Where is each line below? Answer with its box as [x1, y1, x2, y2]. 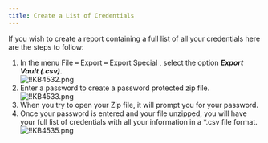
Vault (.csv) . [19, 66, 63, 76]
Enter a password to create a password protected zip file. [19, 83, 210, 93]
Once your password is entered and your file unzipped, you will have [19, 109, 247, 118]
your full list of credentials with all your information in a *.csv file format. [19, 117, 258, 126]
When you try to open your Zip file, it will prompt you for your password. [19, 100, 259, 109]
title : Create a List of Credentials [8, 11, 135, 20]
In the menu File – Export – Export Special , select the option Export [19, 58, 244, 67]
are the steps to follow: [8, 42, 84, 52]
